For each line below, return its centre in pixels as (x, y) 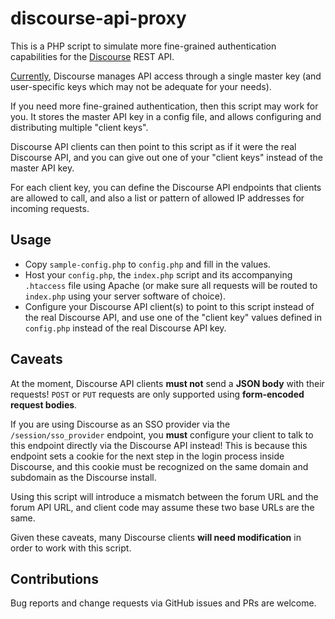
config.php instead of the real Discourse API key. (125, 328)
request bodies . (44, 404)
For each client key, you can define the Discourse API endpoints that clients (166, 187)
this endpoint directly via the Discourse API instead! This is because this (159, 445)
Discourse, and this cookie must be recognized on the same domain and (159, 466)
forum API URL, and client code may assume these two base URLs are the (162, 507)
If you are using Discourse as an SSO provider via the (120, 424)
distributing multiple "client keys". (79, 127)
